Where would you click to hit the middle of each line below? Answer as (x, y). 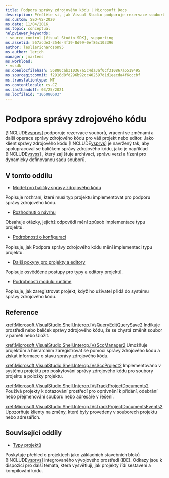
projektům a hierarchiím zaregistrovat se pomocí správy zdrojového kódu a (83, 350)
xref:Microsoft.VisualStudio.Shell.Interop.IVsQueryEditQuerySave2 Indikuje (83, 325)
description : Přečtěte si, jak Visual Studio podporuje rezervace (76, 15)
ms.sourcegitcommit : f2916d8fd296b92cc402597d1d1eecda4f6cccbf (73, 75)
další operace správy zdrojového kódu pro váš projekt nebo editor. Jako (80, 138)
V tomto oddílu (29, 175)
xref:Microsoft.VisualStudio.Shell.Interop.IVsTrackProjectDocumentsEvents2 (84, 406)
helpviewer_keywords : (28, 33)
